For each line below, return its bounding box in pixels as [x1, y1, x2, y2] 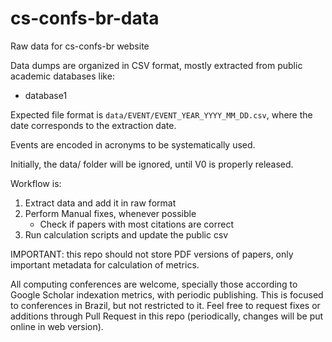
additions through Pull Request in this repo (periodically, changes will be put [10, 310, 324, 322]
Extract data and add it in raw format [24, 197, 177, 209]
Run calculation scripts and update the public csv [24, 228, 229, 241]
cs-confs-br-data [10, 7, 160, 30]
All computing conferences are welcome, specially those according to [10, 278, 298, 290]
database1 [24, 89, 68, 101]
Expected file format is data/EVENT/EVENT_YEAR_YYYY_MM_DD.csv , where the [10, 108, 313, 121]
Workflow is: [10, 177, 62, 189]
